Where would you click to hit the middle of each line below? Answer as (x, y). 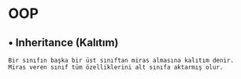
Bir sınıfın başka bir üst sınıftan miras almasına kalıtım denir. (121, 60)
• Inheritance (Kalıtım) (63, 43)
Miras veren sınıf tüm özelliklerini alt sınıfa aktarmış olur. (116, 67)
